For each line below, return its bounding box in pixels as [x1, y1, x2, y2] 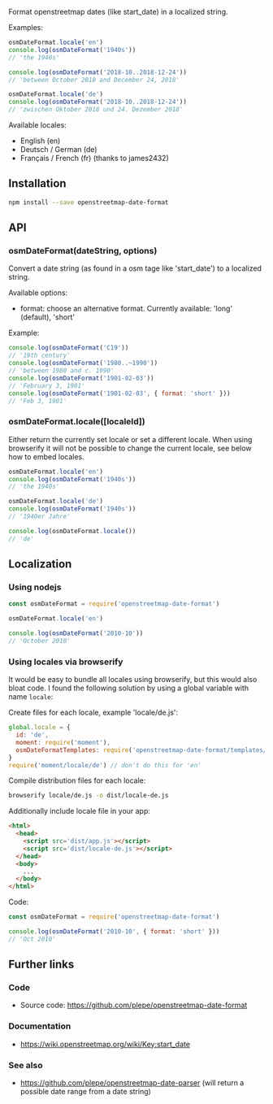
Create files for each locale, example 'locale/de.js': [8, 707, 179, 718]
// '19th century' [8, 351, 71, 360]
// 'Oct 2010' [8, 935, 57, 943]
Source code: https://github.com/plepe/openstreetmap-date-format [19, 1000, 248, 1011]
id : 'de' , [15, 731, 49, 739]
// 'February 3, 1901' [8, 381, 85, 389]
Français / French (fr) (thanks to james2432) [19, 154, 169, 163]
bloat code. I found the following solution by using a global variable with [8, 683, 249, 693]
